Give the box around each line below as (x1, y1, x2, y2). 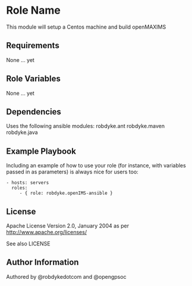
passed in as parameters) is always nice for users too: (6, 168, 139, 176)
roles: (11, 185, 28, 191)
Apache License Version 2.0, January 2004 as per (6, 222, 130, 229)
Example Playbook (6, 146, 76, 156)
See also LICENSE (6, 240, 51, 247)
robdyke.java (6, 129, 38, 136)
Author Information (6, 257, 79, 268)
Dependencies (6, 107, 61, 117)
